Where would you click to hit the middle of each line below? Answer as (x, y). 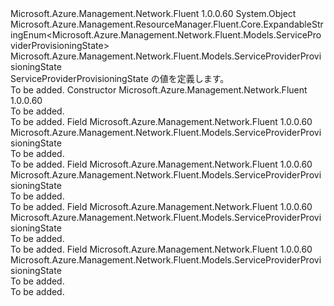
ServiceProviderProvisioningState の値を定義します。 (120, 78)
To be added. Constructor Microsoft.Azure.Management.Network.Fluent (159, 90)
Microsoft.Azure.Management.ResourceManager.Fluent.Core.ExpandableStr (167, 24)
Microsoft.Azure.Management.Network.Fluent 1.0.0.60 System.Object (153, 13)
